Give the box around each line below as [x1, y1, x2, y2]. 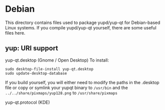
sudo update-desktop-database [5, 71, 67, 76]
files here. [5, 30, 26, 36]
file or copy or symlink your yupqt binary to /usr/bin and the [5, 85, 128, 90]
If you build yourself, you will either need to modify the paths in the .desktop [5, 79, 160, 85]
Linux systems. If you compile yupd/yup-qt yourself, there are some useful [5, 24, 157, 30]
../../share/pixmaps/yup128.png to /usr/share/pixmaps [5, 89, 118, 96]
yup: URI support [5, 44, 58, 52]
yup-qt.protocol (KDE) [5, 99, 50, 105]
